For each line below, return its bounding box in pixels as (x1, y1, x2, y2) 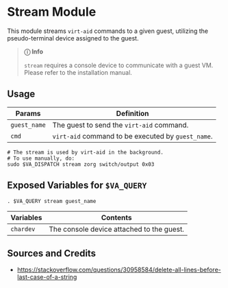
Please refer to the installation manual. (23, 68, 132, 76)
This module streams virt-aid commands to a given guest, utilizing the (7, 27, 209, 35)
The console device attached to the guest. (49, 224, 185, 234)
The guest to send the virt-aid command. (52, 120, 189, 130)
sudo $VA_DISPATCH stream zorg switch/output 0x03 (7, 160, 155, 168)
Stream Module (7, 4, 97, 20)
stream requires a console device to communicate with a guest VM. (23, 61, 214, 69)
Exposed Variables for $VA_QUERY (7, 180, 147, 191)
